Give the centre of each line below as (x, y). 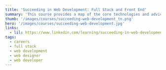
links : (12, 28)
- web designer (25, 55)
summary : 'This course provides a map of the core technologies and (77, 14)
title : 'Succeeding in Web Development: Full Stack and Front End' (76, 10)
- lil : (16, 33)
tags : (11, 37)
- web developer (26, 60)
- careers (20, 42)
